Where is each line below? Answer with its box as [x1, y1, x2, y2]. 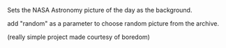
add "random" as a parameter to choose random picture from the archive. [7, 19, 220, 27]
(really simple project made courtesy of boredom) [7, 33, 150, 41]
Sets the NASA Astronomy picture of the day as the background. [7, 6, 193, 14]
